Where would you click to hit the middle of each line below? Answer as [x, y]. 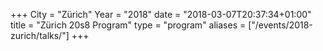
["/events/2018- [280, 25]
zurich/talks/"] [40, 35]
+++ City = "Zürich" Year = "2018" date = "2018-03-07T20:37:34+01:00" [161, 14]
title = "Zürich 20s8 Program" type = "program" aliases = [128, 25]
